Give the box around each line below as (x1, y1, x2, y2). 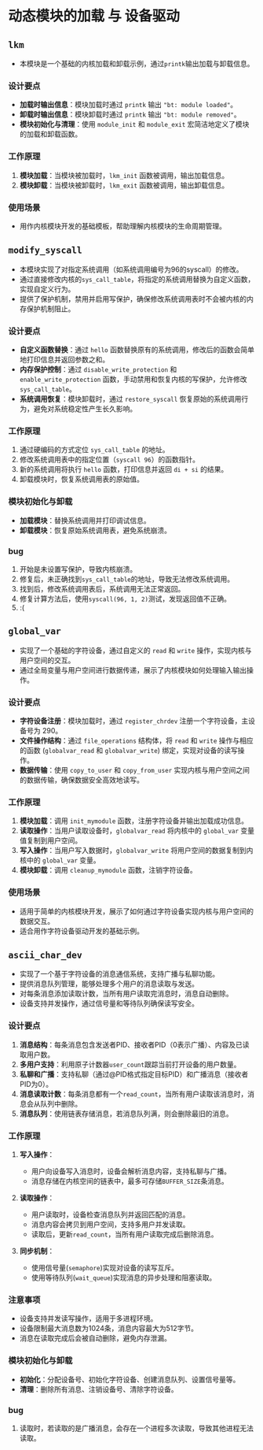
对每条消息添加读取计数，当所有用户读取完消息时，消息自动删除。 (19, 989, 233, 999)
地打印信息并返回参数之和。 (19, 355, 110, 364)
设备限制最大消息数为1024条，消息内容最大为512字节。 (19, 1324, 199, 1333)
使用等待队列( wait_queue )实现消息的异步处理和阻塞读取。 (31, 1273, 217, 1282)
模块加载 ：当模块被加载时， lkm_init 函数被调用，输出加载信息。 (19, 170, 229, 180)
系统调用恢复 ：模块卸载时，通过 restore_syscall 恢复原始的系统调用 (19, 395, 242, 403)
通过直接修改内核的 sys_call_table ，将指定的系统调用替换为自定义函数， (19, 274, 255, 284)
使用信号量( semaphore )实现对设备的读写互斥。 (31, 1263, 179, 1272)
